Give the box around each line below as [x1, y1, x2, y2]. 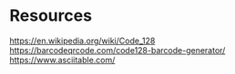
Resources [9, 5, 93, 26]
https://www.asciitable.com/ [9, 54, 116, 65]
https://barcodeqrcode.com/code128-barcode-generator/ [9, 44, 226, 55]
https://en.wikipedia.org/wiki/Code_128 [9, 35, 156, 46]
